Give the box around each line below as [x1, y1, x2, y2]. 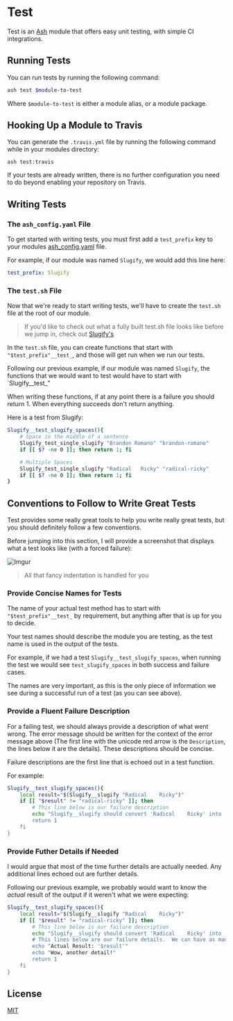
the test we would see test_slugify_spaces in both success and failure [7, 661, 209, 669]
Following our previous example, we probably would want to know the [7, 883, 207, 891]
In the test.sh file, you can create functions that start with [7, 344, 173, 352]
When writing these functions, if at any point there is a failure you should [7, 392, 215, 401]
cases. [7, 668, 26, 677]
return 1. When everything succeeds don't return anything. [7, 400, 175, 408]
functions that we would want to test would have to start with [7, 371, 182, 380]
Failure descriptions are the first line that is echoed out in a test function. [7, 757, 215, 766]
